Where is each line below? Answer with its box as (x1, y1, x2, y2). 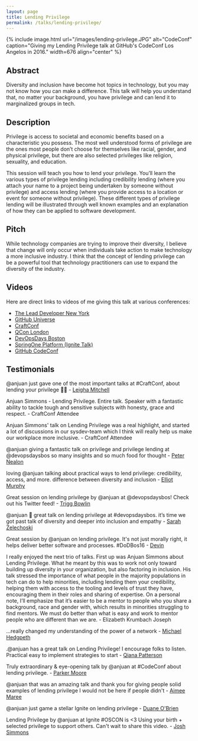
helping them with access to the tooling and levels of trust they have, (6, 585, 174, 592)
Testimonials (6, 364, 55, 374)
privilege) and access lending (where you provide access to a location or (6, 189, 184, 195)
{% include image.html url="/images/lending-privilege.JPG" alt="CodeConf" (6, 36, 192, 43)
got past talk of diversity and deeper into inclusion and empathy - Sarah (6, 518, 181, 525)
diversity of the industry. (6, 265, 66, 272)
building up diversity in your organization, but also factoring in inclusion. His (6, 566, 191, 573)
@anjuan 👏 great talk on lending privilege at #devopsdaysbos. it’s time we (6, 512, 186, 519)
